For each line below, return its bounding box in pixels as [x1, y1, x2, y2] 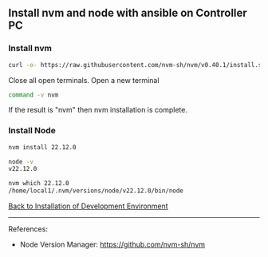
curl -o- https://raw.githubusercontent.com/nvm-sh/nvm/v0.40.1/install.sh [8, 61, 266, 69]
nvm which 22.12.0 [8, 180, 69, 188]
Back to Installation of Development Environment [8, 201, 169, 211]
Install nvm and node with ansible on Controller [8, 6, 247, 20]
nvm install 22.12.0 [8, 143, 77, 151]
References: [8, 224, 48, 234]
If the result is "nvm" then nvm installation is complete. [8, 105, 187, 115]
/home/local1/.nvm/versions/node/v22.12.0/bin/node [8, 187, 183, 195]
